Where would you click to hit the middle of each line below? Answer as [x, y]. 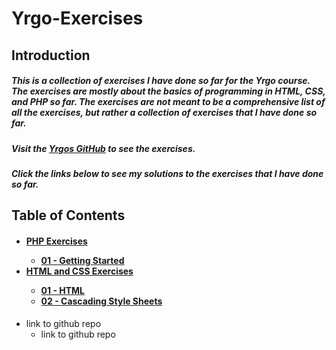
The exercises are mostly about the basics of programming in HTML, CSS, [168, 91]
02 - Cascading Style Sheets [101, 301]
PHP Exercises [56, 241]
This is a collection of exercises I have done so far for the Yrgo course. [161, 81]
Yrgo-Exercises [77, 18]
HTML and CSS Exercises [79, 271]
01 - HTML [63, 290]
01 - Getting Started [82, 260]
